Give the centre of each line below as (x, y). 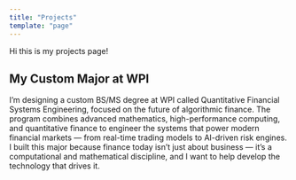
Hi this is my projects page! (59, 51)
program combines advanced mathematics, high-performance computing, (145, 119)
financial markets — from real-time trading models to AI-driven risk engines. (148, 137)
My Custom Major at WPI (79, 78)
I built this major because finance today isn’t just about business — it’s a (140, 147)
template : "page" (41, 26)
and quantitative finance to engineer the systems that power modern (134, 129)
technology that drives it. (55, 166)
